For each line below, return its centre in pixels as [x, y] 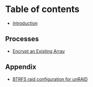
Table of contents [42, 9]
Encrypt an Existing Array [38, 51]
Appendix [21, 67]
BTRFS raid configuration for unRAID [50, 79]
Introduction [25, 23]
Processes [22, 39]
